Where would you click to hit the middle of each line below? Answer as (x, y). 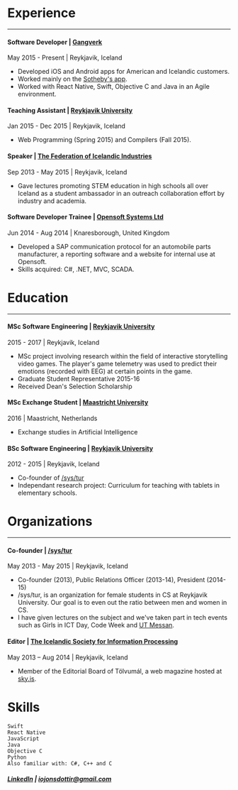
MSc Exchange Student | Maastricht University (78, 402)
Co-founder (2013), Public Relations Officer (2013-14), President (111, 580)
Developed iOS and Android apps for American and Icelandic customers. (124, 72)
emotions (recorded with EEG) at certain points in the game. (105, 371)
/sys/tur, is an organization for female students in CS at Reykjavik (112, 595)
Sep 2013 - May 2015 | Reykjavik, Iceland (67, 172)
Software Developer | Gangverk (55, 42)
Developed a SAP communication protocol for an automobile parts (114, 246)
